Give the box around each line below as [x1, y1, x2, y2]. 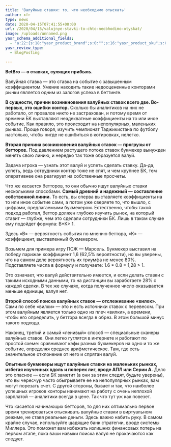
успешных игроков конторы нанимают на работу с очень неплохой [5, 388, 152, 394]
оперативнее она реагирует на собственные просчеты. [5, 173, 126, 179]
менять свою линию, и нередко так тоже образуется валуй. [5, 152, 136, 158]
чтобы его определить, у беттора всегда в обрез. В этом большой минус [5, 314, 164, 320]
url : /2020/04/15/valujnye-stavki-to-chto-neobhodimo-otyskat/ [5, 26, 142, 32]
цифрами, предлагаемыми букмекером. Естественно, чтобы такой [5, 204, 151, 210]
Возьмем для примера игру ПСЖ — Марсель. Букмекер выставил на [5, 245, 157, 252]
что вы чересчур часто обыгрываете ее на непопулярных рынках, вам [5, 377, 159, 383]
